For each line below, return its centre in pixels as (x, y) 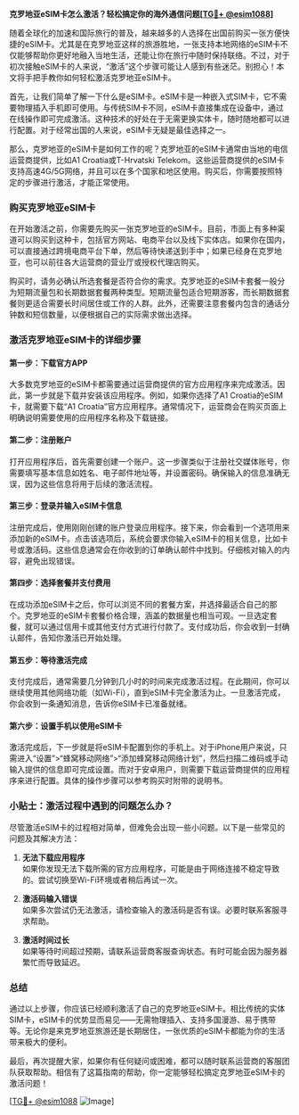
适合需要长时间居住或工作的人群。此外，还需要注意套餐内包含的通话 (157, 303)
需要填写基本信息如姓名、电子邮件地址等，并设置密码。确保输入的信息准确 (145, 473)
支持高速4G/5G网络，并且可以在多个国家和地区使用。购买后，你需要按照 (142, 171)
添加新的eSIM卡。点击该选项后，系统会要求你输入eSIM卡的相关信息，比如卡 (149, 538)
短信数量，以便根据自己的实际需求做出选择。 (114, 315)
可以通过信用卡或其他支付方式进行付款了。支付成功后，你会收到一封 (157, 627)
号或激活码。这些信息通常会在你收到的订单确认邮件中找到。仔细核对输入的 (145, 549)
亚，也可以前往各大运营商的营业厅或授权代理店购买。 (107, 262)
